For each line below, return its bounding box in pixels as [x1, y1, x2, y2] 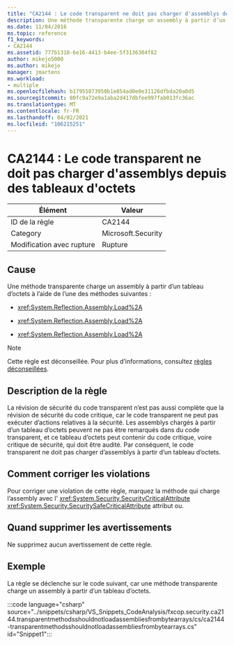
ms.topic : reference [7, 29, 68, 37]
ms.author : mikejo [7, 62, 61, 69]
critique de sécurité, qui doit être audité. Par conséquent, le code [7, 440, 194, 449]
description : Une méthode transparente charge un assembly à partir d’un [7, 17, 226, 24]
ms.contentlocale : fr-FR [7, 107, 79, 114]
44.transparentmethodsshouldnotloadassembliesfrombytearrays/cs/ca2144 [7, 615, 225, 623]
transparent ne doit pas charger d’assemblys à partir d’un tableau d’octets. [7, 448, 221, 457]
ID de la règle [10, 217, 54, 227]
